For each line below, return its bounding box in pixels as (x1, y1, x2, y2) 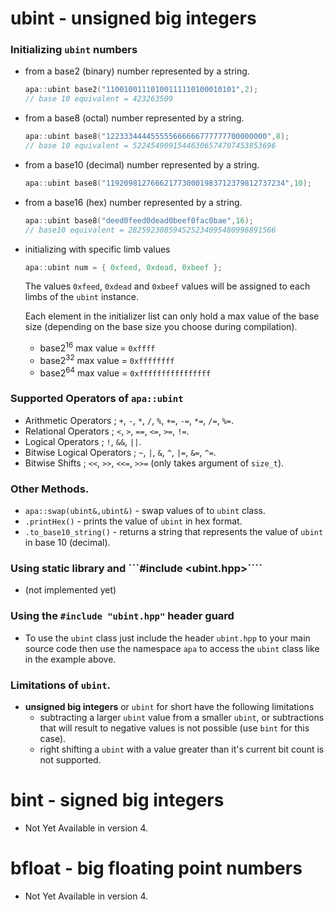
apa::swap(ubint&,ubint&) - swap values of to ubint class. (24, 505, 267, 517)
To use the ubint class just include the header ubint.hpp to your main (24, 632, 311, 644)
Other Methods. (10, 482, 90, 496)
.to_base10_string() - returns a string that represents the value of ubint (24, 526, 324, 538)
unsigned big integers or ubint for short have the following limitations (24, 700, 315, 712)
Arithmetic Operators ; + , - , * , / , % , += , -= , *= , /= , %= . (24, 414, 235, 426)
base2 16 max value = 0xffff (39, 340, 156, 354)
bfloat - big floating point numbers (10, 857, 303, 880)
